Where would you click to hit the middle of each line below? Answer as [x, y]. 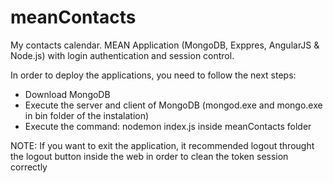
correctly [29, 167]
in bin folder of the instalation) [87, 115]
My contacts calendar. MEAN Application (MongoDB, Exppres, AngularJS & [165, 45]
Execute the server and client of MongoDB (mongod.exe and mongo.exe [173, 105]
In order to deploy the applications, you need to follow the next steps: [153, 75]
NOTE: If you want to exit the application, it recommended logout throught [162, 145]
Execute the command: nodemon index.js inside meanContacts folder [168, 126]
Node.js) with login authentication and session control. [122, 55]
